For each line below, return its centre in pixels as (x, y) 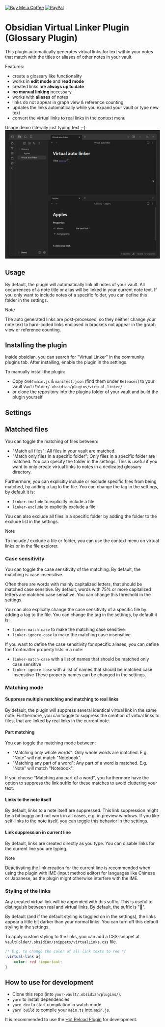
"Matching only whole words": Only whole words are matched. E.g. (80, 753)
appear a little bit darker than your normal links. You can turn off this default (82, 921)
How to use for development (49, 982)
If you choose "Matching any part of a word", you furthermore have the (77, 778)
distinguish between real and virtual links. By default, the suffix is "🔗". (75, 907)
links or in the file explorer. (32, 546)
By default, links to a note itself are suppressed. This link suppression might (82, 810)
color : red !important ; (38, 962)
